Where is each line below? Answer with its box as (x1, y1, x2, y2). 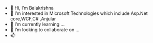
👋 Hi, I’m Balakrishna (10, 5, 54, 11)
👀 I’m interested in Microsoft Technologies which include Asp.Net (10, 10, 148, 16)
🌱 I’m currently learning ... (10, 21, 65, 27)
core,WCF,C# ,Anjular (10, 16, 56, 21)
